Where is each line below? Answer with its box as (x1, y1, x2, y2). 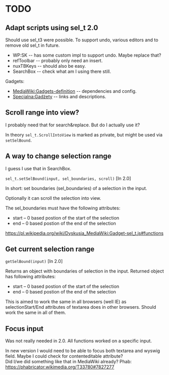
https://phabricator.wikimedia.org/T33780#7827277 (5, 364, 115, 370)
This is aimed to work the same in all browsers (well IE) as (5, 299, 127, 305)
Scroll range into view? (5, 108, 79, 117)
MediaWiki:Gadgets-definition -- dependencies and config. (12, 88, 137, 94)
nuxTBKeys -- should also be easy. (12, 63, 86, 69)
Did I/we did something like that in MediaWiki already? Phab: (5, 359, 132, 365)
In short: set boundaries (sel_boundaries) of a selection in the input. (5, 185, 148, 191)
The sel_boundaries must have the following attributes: (5, 205, 121, 211)
